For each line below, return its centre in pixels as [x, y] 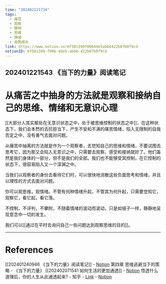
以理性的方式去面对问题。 [31, 181]
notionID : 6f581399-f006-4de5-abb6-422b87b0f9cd [56, 51]
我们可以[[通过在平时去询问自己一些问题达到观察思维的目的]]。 [69, 225]
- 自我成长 [19, 42]
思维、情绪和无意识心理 [70, 108]
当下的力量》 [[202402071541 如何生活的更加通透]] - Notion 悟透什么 [88, 270]
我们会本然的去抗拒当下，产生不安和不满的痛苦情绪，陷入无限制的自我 [89, 129]
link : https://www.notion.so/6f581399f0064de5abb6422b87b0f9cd [72, 47]
